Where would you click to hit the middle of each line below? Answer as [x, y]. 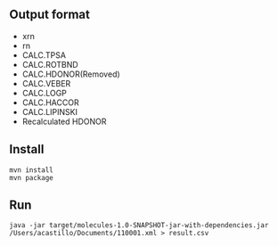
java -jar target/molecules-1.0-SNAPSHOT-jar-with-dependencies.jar [139, 225]
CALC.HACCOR [50, 102]
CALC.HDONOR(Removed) [71, 74]
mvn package [31, 177]
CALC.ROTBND [50, 64]
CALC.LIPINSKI [50, 111]
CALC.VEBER [46, 83]
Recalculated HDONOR [64, 121]
